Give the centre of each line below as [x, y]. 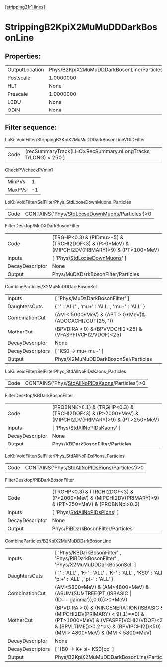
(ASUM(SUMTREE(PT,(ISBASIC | [93, 593]
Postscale [19, 78]
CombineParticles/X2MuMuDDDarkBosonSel [51, 286]
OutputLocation [26, 69]
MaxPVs [17, 190]
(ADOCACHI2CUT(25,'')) [84, 321]
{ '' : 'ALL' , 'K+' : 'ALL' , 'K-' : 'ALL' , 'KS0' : [103, 573]
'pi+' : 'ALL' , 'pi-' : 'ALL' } [84, 579]
